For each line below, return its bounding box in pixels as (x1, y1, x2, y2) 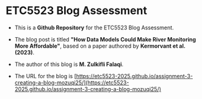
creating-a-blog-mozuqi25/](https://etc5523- (14, 79, 129, 86)
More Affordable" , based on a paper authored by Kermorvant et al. (14, 42, 186, 50)
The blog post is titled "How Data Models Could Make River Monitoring (14, 35, 197, 43)
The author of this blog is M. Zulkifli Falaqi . (14, 61, 124, 68)
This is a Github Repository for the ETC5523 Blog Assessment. (14, 24, 175, 31)
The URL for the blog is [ (14, 72, 77, 79)
